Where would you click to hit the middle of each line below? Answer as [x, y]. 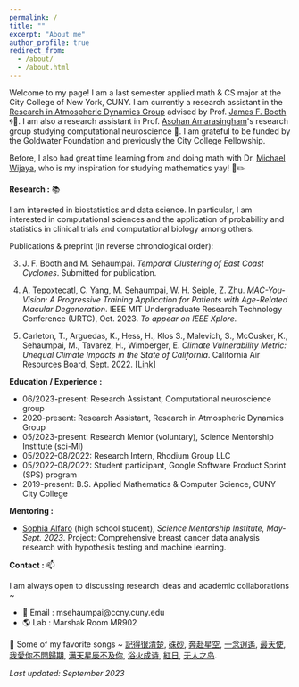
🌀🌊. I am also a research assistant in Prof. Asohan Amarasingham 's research [149, 120]
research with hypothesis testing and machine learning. [124, 547]
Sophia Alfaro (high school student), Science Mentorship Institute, [143, 528]
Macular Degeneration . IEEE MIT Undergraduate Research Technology [152, 309]
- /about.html [43, 68]
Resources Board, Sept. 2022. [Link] [89, 364]
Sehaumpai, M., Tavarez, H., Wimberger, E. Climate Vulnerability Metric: [154, 345]
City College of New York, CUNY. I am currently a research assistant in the [146, 102]
